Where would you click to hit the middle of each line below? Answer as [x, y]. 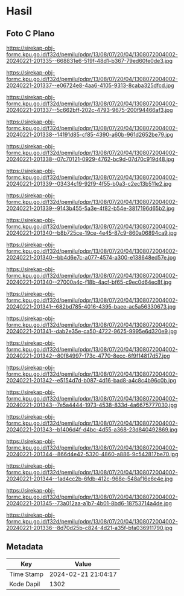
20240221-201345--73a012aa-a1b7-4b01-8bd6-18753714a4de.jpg [89, 503]
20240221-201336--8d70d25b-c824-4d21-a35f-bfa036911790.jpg [90, 528]
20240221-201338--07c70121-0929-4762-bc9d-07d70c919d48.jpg [90, 159]
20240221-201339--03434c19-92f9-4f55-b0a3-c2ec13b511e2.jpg [89, 184]
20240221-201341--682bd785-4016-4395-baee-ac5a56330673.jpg [91, 306]
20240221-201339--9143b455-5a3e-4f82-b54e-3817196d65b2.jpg [90, 208]
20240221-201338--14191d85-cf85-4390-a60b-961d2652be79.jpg [90, 135]
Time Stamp [27, 574]
